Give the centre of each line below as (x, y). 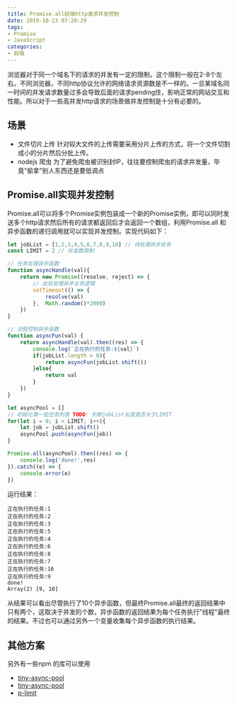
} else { (42, 369)
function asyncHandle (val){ (49, 271)
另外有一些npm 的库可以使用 (49, 664)
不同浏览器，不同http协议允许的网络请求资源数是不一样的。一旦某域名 (122, 83)
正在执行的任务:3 (29, 524)
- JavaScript (27, 40)
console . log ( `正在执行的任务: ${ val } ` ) (86, 349)
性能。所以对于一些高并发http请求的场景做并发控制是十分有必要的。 (106, 101)
